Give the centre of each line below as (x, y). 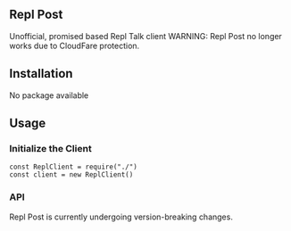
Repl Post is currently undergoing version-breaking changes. (121, 217)
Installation (41, 74)
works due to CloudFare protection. (75, 45)
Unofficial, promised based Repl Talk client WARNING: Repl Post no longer (146, 36)
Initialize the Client (50, 148)
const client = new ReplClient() (71, 175)
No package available (49, 95)
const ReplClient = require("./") (74, 167)
